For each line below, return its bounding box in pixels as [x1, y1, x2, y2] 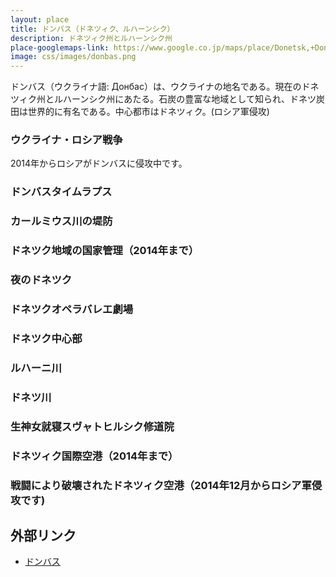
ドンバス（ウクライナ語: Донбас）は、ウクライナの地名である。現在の [10, 81, 302, 93]
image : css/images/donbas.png [10, 52, 137, 62]
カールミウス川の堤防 [10, 214, 113, 228]
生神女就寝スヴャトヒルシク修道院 [10, 419, 175, 433]
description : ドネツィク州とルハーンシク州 [10, 33, 173, 43]
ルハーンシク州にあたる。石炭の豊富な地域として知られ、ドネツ [53, 93, 317, 105]
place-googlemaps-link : [10, 42, 110, 53]
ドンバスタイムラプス [10, 185, 113, 199]
